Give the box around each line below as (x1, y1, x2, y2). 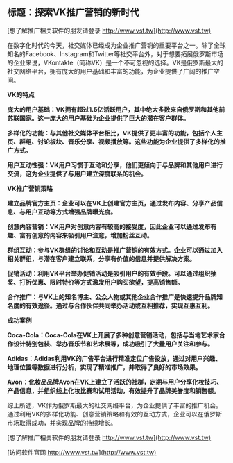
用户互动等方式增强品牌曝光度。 (25, 208, 116, 216)
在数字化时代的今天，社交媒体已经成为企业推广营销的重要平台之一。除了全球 (7, 41, 226, 49)
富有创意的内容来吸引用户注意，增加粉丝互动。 (19, 231, 153, 239)
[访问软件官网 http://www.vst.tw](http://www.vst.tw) (7, 448, 157, 456)
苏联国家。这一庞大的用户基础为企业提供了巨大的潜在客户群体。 (7, 114, 189, 122)
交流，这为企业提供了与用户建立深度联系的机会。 (7, 169, 147, 178)
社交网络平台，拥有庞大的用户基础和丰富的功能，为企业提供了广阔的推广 (7, 67, 214, 75)
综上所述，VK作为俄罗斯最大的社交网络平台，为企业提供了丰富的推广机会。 (7, 401, 223, 410)
